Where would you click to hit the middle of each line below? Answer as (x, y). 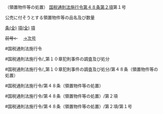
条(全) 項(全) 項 (20, 28)
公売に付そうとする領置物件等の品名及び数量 (50, 18)
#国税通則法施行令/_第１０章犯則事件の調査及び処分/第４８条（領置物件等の (82, 69)
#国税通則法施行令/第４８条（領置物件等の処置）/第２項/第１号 (69, 106)
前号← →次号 (20, 38)
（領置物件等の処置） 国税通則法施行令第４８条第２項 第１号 (65, 7)
